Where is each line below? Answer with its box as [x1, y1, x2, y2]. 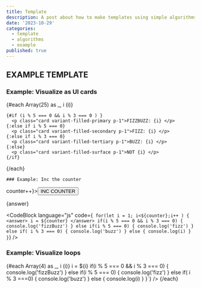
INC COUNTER [41, 188, 76, 195]
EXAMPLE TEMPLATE [6, 70, 89, 80]
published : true [6, 48, 47, 54]
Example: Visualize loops [6, 249, 81, 257]
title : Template [6, 8, 47, 15]
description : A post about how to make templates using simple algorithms [6, 14, 197, 20]
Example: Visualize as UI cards [6, 88, 98, 96]
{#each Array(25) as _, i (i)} [6, 101, 74, 108]
